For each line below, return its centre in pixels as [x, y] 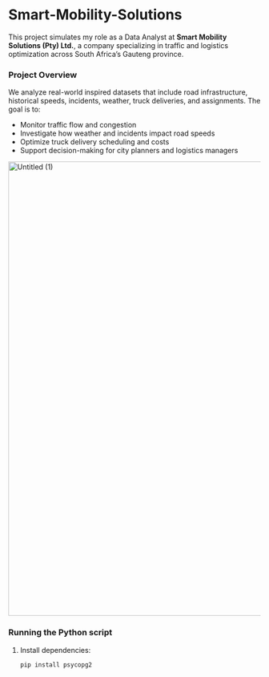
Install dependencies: [55, 650]
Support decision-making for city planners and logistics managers [129, 151]
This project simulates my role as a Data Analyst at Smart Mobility [118, 37]
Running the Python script [60, 633]
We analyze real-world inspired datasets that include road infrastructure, [128, 92]
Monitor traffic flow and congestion [78, 125]
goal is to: [24, 109]
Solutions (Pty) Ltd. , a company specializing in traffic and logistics [118, 45]
